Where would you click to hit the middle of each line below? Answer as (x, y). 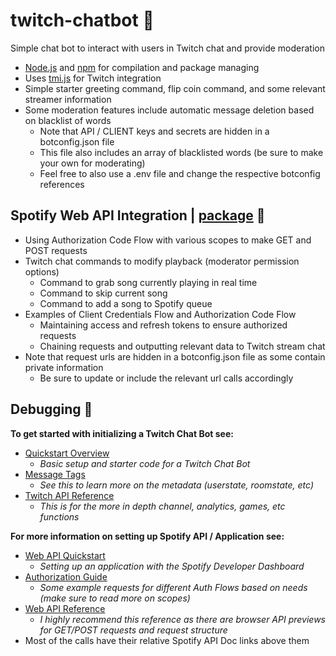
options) (42, 271)
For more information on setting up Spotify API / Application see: (147, 536)
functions (59, 516)
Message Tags (55, 474)
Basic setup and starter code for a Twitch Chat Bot (145, 463)
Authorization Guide (66, 576)
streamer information (68, 99)
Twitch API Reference (69, 495)
